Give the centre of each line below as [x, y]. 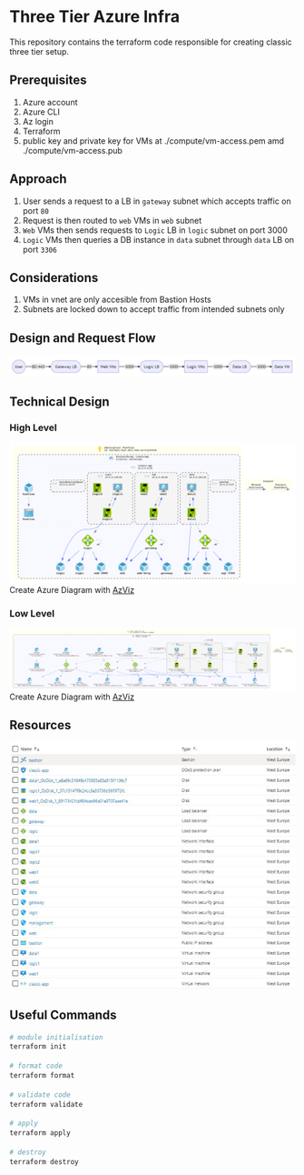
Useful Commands [63, 1015]
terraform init [38, 1047]
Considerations [54, 278]
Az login [38, 121]
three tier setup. [39, 51]
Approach [38, 179]
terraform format [42, 1076]
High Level [33, 427]
